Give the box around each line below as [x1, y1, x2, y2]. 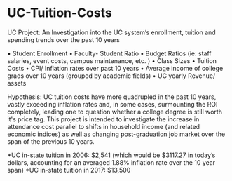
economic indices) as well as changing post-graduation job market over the [7, 130, 226, 138]
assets [7, 79, 27, 87]
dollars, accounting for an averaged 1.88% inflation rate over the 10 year [7, 158, 216, 166]
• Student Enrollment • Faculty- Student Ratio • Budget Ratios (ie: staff [7, 49, 212, 58]
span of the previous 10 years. [7, 137, 95, 145]
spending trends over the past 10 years [7, 35, 121, 43]
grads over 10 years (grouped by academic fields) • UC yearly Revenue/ [7, 72, 216, 80]
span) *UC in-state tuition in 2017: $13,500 [7, 166, 131, 174]
